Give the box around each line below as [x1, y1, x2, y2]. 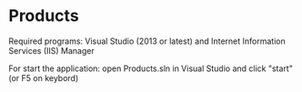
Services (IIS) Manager [8, 45, 95, 56]
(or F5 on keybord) [8, 72, 79, 83]
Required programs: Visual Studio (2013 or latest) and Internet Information [8, 36, 286, 46]
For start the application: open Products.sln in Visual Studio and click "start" [8, 63, 293, 74]
